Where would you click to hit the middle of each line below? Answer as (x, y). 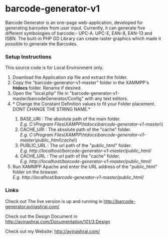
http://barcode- (120, 201)
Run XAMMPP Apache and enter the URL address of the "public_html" (85, 167)
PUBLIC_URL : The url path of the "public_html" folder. (76, 145)
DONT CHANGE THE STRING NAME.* (51, 109)
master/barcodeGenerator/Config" (48, 98)
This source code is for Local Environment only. (54, 67)
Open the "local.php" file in (40, 93)
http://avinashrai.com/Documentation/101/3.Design (58, 221)
